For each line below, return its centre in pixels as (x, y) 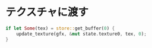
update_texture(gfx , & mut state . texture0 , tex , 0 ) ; (81, 34)
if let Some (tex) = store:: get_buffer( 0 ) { (60, 28)
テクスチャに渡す (47, 12)
